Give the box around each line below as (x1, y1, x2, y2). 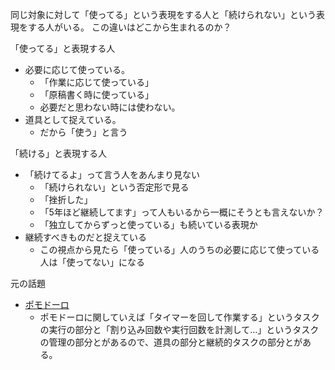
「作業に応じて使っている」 (39, 76, 154, 88)
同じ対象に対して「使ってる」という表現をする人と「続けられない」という (10, 9, 317, 20)
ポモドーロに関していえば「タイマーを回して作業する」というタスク (39, 311, 320, 323)
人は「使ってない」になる (39, 256, 145, 268)
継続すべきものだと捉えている (24, 231, 148, 243)
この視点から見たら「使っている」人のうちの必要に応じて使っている (39, 244, 320, 255)
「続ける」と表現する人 (10, 148, 107, 159)
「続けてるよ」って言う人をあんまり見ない (24, 169, 201, 180)
